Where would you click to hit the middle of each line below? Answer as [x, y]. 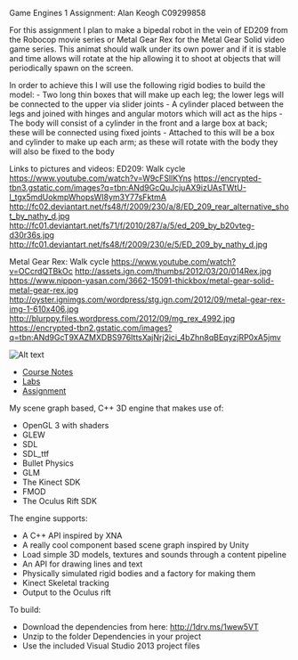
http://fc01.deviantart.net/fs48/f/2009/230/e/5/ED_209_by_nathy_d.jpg [138, 244]
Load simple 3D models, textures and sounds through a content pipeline [154, 554]
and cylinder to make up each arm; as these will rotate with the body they [144, 142]
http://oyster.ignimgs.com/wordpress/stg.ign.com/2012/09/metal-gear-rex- [147, 299]
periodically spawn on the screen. [71, 68]
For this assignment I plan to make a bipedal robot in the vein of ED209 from [149, 30]
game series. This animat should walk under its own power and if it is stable [148, 49]
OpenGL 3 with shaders [65, 425]
